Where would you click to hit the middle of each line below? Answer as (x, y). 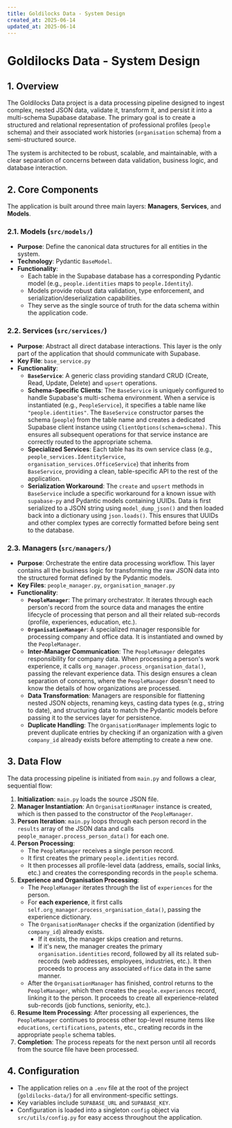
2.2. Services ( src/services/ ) (57, 331)
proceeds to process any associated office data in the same (124, 968)
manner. (50, 976)
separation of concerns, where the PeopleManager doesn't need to (121, 681)
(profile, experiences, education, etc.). (82, 622)
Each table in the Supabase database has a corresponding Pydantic (124, 276)
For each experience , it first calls (75, 902)
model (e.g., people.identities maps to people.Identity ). (110, 283)
